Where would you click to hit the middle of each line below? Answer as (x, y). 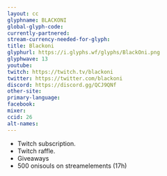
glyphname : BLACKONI (37, 20)
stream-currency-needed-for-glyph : (59, 40)
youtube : (20, 65)
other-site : (24, 91)
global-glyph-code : (35, 26)
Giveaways (33, 158)
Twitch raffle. (36, 151)
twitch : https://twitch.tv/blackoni (60, 72)
